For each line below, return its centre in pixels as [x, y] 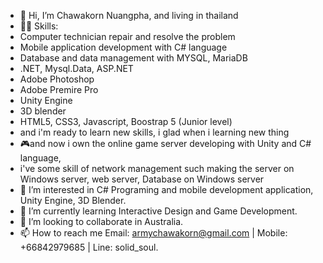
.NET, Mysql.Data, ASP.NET [76, 68]
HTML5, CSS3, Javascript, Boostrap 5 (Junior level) [126, 121]
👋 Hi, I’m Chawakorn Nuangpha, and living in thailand [129, 15]
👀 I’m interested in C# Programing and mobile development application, [166, 189]
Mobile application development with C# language [123, 47]
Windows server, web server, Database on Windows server [142, 179]
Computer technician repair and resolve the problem [127, 36]
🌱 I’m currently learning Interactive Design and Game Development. [158, 211]
